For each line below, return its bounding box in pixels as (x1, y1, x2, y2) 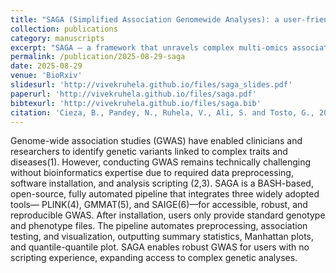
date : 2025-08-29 (10, 61, 83, 71)
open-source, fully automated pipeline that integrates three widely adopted (10, 188, 320, 200)
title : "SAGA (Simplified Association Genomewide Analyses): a (10, 14, 280, 25)
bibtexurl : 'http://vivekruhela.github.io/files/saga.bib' (10, 98, 262, 108)
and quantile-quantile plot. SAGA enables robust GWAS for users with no (10, 241, 310, 253)
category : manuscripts (10, 33, 105, 43)
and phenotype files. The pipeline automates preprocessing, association (10, 220, 308, 232)
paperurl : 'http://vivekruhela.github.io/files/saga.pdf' (10, 89, 257, 99)
